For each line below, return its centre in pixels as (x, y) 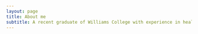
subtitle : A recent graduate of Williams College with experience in (93, 22)
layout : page (22, 11)
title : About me (26, 17)
